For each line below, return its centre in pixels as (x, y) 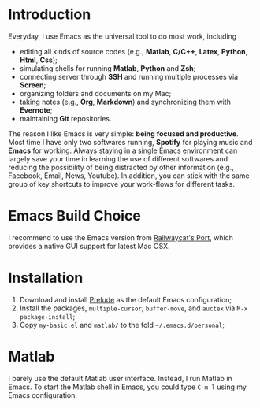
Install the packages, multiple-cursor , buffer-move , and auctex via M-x (134, 308)
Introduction (50, 15)
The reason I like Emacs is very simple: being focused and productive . (123, 134)
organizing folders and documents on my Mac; (95, 93)
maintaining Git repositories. (65, 118)
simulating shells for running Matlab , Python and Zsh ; (108, 68)
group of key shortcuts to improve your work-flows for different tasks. (121, 184)
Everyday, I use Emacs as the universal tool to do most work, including (123, 36)
